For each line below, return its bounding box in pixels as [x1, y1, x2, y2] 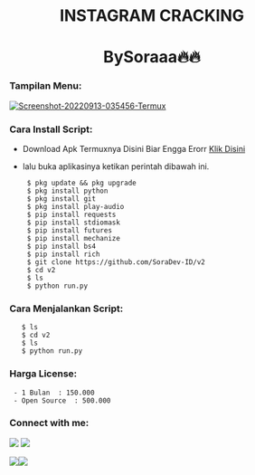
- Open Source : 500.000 [13, 395, 111, 405]
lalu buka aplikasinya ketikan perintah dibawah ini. [22, 160, 210, 172]
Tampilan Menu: [9, 80, 82, 92]
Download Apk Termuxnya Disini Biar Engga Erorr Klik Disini [22, 143, 246, 154]
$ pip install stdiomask [26, 218, 120, 227]
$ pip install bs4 [26, 242, 97, 251]
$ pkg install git [26, 194, 97, 204]
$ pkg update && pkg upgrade [26, 178, 137, 187]
